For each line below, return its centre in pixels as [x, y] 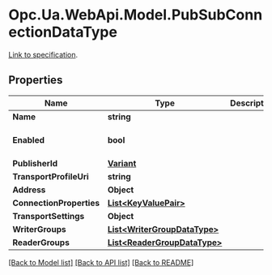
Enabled [29, 140]
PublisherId [35, 163]
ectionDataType [63, 32]
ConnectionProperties [56, 203]
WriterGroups [39, 229]
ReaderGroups [41, 243]
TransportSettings [49, 216]
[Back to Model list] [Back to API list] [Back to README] [101, 262]
